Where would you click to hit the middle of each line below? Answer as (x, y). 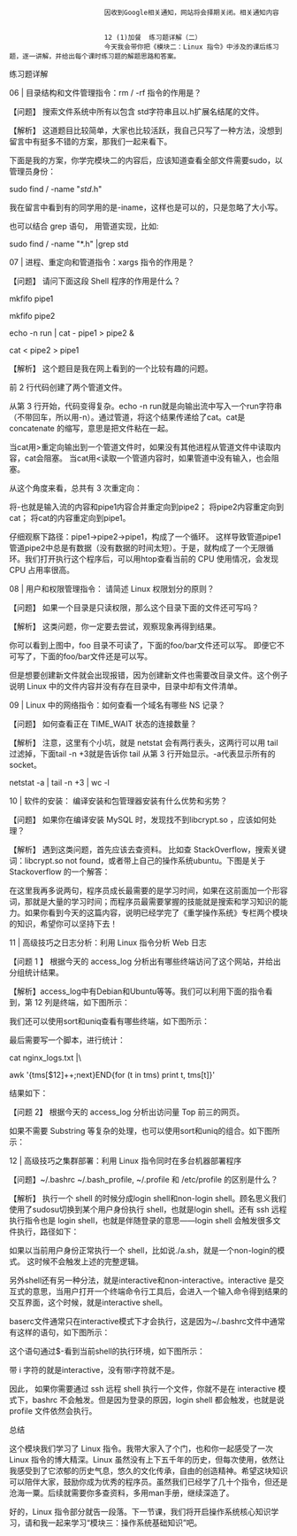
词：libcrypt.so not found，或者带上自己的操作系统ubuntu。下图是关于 (137, 861)
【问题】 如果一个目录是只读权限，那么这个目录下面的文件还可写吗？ (134, 608)
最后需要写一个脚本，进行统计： (67, 1040)
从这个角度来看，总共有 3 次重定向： (76, 488)
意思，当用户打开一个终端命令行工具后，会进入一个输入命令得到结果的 (160, 1291)
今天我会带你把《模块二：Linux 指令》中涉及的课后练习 (192, 47)
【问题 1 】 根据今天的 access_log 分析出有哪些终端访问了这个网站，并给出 (145, 961)
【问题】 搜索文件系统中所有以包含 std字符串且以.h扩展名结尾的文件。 (137, 112)
